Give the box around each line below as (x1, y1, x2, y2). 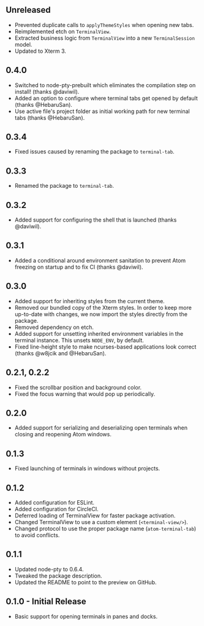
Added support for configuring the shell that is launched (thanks (14, 216, 177, 223)
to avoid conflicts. (14, 531, 60, 539)
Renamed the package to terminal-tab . (14, 182, 115, 190)
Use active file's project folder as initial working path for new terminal (14, 107, 191, 115)
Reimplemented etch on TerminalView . (14, 28, 111, 35)
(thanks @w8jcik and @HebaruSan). (14, 349, 107, 357)
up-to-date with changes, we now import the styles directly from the (14, 310, 188, 318)
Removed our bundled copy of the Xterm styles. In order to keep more (14, 304, 192, 311)
